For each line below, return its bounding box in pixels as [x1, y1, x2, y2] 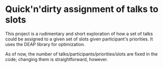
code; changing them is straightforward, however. [5, 56, 108, 62]
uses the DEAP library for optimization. [5, 41, 85, 47]
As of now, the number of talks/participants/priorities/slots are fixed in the [5, 51, 158, 57]
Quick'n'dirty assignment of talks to [5, 3, 159, 15]
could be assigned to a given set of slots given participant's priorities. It [5, 36, 153, 42]
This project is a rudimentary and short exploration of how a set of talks [5, 30, 153, 36]
